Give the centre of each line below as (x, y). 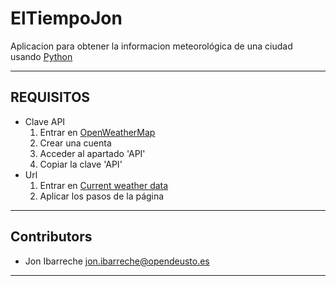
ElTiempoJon (66, 18)
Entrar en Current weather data (104, 185)
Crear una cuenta (75, 143)
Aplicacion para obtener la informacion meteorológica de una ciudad (151, 46)
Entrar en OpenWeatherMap (97, 132)
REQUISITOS (50, 97)
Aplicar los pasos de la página (102, 196)
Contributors (51, 237)
